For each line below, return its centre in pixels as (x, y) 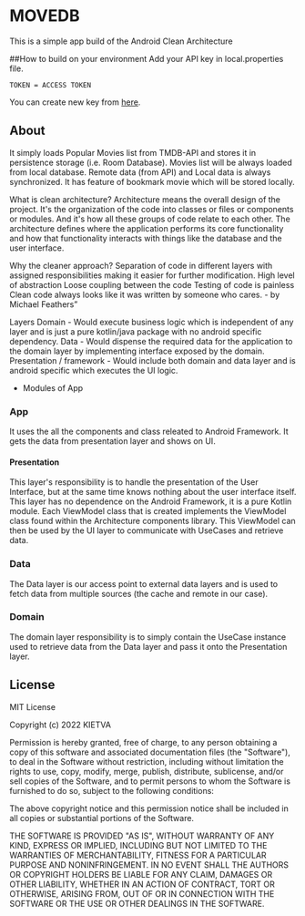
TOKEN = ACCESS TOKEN (51, 85)
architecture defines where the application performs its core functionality (147, 228)
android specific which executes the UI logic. (94, 370)
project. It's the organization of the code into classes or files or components (152, 209)
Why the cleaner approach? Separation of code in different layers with (141, 265)
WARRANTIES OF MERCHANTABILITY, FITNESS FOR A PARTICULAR (138, 855)
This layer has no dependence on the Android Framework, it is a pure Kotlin (151, 501)
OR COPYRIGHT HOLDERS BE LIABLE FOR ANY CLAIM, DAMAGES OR (141, 874)
